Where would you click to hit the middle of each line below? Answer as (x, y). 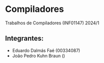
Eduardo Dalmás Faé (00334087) (46, 50)
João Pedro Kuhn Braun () (39, 56)
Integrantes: (24, 38)
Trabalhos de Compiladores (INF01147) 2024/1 (52, 23)
